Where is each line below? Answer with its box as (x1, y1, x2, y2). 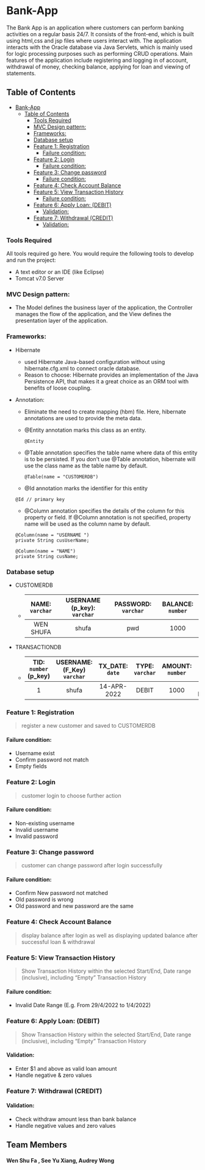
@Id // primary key (15, 496, 65, 502)
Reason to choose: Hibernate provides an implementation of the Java (24, 371, 199, 379)
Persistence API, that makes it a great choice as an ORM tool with (24, 377, 189, 385)
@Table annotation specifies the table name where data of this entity (24, 448, 198, 456)
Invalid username (15, 826, 59, 833)
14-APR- (99, 682, 128, 690)
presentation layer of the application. (15, 317, 108, 325)
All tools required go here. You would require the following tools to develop (6, 250, 194, 257)
